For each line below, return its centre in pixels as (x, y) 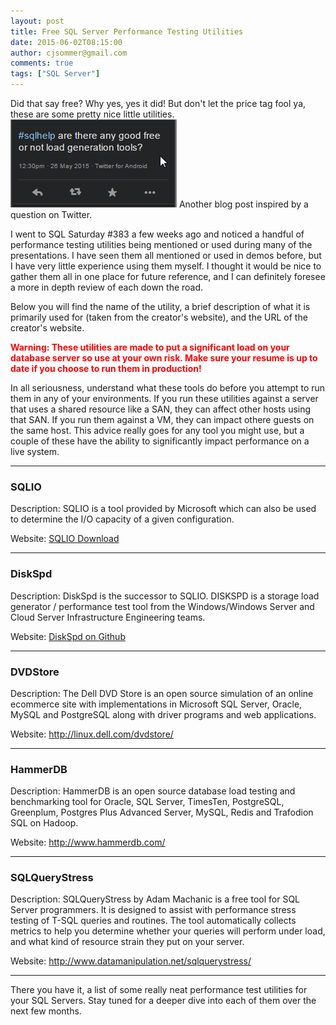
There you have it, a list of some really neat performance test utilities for (159, 990)
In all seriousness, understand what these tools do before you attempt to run (168, 388)
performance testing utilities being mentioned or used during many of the (161, 244)
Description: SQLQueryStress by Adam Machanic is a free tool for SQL (155, 899)
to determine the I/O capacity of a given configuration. (122, 519)
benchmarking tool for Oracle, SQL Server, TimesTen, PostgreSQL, (147, 802)
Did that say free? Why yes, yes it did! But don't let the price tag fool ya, (158, 103)
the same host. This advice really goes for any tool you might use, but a (157, 430)
